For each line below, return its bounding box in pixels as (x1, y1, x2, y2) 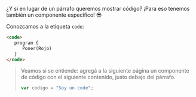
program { (14, 40, 39, 46)
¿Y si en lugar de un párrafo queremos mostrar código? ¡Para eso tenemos (6, 5, 190, 12)
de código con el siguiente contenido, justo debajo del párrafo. (20, 74, 176, 81)
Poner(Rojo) (22, 45, 52, 51)
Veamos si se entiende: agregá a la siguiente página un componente (20, 67, 189, 74)
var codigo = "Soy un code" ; (20, 85, 94, 91)
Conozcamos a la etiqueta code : (6, 23, 84, 30)
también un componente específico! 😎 (6, 11, 102, 18)
